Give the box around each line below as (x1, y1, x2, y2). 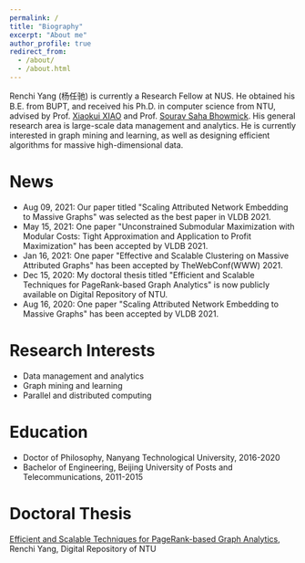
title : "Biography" (9, 22, 84, 31)
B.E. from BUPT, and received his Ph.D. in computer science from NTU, (9, 100, 276, 111)
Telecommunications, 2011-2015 (22, 471, 144, 482)
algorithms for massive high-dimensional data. (9, 139, 184, 151)
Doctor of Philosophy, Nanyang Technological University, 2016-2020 (22, 452, 280, 463)
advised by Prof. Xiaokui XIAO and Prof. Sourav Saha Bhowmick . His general (9, 110, 296, 121)
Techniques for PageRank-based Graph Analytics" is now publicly (22, 279, 270, 290)
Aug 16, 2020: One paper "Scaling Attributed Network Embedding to (22, 298, 280, 309)
